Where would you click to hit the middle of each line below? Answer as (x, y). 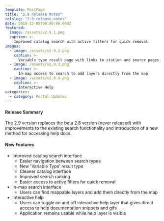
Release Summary (24, 112)
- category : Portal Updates (38, 96)
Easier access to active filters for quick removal (68, 182)
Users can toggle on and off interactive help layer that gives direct (86, 202)
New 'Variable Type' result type (51, 166)
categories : (17, 92)
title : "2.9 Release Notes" (34, 14)
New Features (20, 145)
